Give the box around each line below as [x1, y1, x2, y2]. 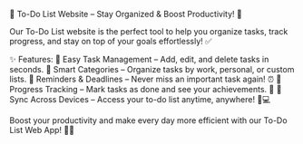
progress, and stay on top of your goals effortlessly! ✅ [9, 36, 212, 46]
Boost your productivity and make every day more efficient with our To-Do [9, 115, 288, 126]
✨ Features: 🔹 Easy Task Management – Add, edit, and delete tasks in [9, 54, 269, 64]
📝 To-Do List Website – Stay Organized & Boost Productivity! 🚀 [9, 9, 242, 19]
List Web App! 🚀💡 [9, 125, 75, 135]
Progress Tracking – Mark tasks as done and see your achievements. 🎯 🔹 [9, 84, 282, 94]
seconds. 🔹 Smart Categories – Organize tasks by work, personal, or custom [9, 64, 295, 74]
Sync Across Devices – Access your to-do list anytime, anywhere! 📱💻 [9, 94, 271, 104]
